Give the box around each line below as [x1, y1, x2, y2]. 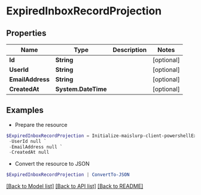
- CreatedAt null [8, 150, 50, 156]
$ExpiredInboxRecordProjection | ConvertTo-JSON [6, 172, 130, 178]
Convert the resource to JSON [14, 160, 90, 167]
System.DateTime [55, 85, 107, 93]
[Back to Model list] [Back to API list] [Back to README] [6, 182, 144, 190]
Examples [6, 105, 44, 115]
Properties [6, 28, 47, 38]
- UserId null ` [8, 138, 47, 144]
